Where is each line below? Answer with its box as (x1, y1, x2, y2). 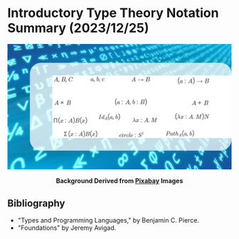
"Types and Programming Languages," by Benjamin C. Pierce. (17, 216, 199, 225)
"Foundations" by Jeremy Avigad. (17, 223, 117, 232)
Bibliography (7, 197, 65, 209)
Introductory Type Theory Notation (7, 5, 219, 21)
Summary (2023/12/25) (7, 20, 149, 36)
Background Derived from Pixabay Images (55, 177, 184, 185)
